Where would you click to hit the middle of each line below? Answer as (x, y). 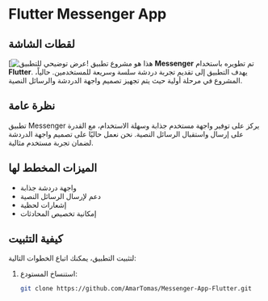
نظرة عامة (32, 106)
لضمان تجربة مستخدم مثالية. (51, 142)
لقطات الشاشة (42, 44)
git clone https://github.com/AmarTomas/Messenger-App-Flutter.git (136, 289)
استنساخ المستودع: (49, 274)
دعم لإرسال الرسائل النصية (61, 196)
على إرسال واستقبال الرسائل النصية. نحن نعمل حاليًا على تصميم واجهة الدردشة (126, 134)
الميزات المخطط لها (53, 168)
